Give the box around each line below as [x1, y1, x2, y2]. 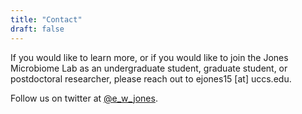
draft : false [10, 24, 65, 34]
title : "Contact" [10, 14, 83, 25]
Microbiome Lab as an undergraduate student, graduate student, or [10, 62, 288, 74]
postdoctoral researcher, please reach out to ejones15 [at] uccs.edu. [10, 72, 292, 85]
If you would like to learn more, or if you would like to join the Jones [10, 51, 289, 63]
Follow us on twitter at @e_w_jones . [10, 92, 158, 104]
